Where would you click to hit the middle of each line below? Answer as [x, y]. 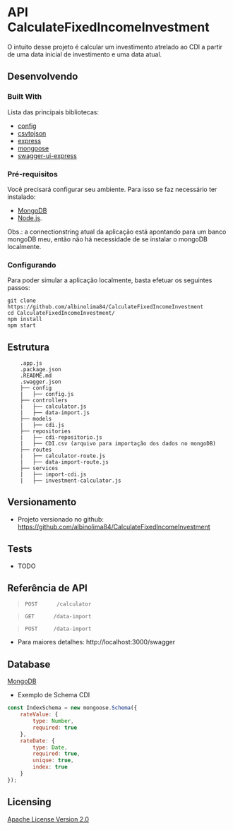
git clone [22, 301]
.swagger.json [41, 382]
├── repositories [46, 431]
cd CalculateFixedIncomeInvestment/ [61, 313]
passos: [19, 288]
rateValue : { [39, 715]
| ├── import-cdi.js [53, 475]
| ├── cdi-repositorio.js [61, 438]
